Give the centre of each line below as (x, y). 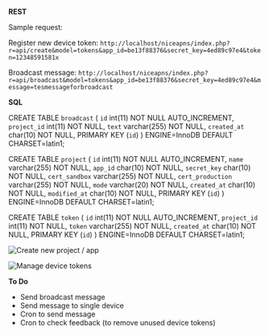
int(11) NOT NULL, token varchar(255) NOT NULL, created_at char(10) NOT (132, 226)
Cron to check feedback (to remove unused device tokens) (118, 323)
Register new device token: (54, 43)
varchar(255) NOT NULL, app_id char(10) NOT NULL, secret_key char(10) (130, 167)
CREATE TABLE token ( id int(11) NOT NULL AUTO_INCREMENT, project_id (133, 217)
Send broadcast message (63, 297)
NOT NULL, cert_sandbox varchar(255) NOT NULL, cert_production (120, 176)
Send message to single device (72, 306)
